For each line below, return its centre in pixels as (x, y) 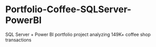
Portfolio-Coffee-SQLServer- (68, 9)
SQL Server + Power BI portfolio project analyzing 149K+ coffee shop (78, 34)
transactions (18, 40)
